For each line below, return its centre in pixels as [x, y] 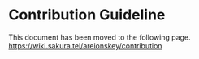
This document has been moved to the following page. [99, 37]
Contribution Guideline [87, 15]
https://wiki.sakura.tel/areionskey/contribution [85, 45]
